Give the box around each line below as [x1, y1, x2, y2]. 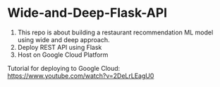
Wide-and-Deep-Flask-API [7, 5, 168, 21]
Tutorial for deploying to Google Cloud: [7, 64, 121, 72]
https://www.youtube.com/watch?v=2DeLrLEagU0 [7, 72, 154, 80]
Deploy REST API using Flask [17, 43, 102, 51]
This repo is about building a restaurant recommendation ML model [17, 28, 214, 36]
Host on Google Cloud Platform [17, 51, 109, 59]
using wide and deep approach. [17, 35, 110, 43]
